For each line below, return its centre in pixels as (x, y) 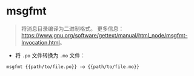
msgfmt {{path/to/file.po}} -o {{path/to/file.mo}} (73, 67)
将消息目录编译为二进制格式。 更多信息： (72, 28)
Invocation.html (40, 42)
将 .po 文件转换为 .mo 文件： (50, 55)
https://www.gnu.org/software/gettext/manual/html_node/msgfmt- (104, 35)
